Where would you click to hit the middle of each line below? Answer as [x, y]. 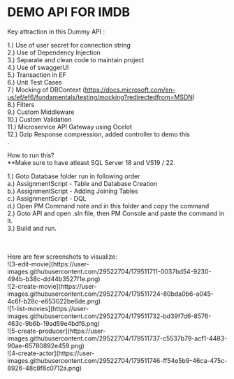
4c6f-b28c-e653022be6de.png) [54, 301]
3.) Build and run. [32, 228]
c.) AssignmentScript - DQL [47, 198]
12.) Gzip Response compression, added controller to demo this [98, 134]
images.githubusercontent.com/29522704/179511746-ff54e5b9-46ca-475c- [117, 360]
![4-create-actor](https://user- [51, 353]
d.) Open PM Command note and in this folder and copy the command [108, 206]
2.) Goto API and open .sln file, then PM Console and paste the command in [116, 213]
